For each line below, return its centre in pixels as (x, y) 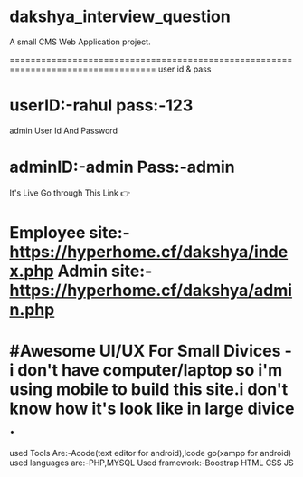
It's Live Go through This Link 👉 (70, 193)
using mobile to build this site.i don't (149, 390)
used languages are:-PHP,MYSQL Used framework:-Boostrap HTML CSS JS (151, 463)
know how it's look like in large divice (152, 409)
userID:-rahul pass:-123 (101, 105)
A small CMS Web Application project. (80, 42)
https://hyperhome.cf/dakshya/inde (149, 252)
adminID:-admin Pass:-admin (122, 167)
